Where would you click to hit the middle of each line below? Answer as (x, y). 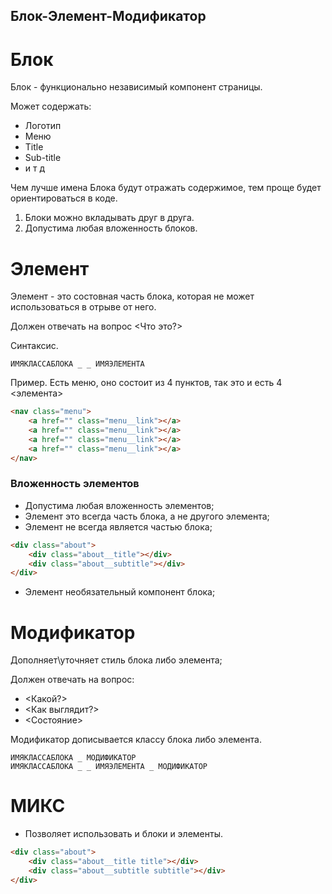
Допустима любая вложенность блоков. (111, 228)
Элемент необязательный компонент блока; (120, 592)
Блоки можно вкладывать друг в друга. (109, 218)
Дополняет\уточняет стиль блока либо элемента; (116, 660)
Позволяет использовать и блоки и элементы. (123, 834)
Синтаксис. (34, 346)
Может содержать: (51, 106)
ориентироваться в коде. (64, 198)
